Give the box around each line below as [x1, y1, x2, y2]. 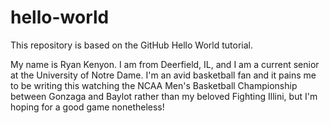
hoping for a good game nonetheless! [10, 101, 165, 113]
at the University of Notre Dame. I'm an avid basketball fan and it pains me [10, 69, 317, 81]
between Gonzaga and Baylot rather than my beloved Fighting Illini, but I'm [10, 90, 318, 102]
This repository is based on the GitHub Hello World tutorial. [10, 39, 253, 51]
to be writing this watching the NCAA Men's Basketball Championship [10, 79, 298, 91]
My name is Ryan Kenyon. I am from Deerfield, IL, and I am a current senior [10, 58, 320, 70]
